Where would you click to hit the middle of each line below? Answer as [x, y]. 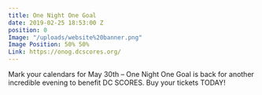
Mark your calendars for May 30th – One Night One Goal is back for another [131, 74]
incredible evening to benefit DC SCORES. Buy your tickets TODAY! [117, 82]
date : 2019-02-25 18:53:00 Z [56, 23]
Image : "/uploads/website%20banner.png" [76, 37]
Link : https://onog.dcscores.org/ [65, 52]
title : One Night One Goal [52, 15]
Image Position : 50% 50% [49, 45]
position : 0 [28, 30]
